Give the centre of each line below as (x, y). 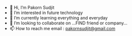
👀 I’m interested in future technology (46, 13)
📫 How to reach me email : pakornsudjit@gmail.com (62, 28)
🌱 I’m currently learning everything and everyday (59, 18)
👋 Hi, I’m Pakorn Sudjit (32, 8)
